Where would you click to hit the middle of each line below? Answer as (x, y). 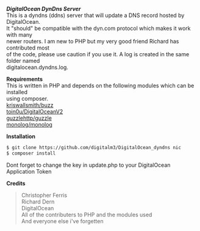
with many (19, 35)
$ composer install (31, 153)
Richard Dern (38, 202)
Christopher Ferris (44, 195)
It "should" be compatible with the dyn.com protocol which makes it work (98, 28)
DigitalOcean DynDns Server (44, 9)
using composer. (27, 98)
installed (17, 92)
